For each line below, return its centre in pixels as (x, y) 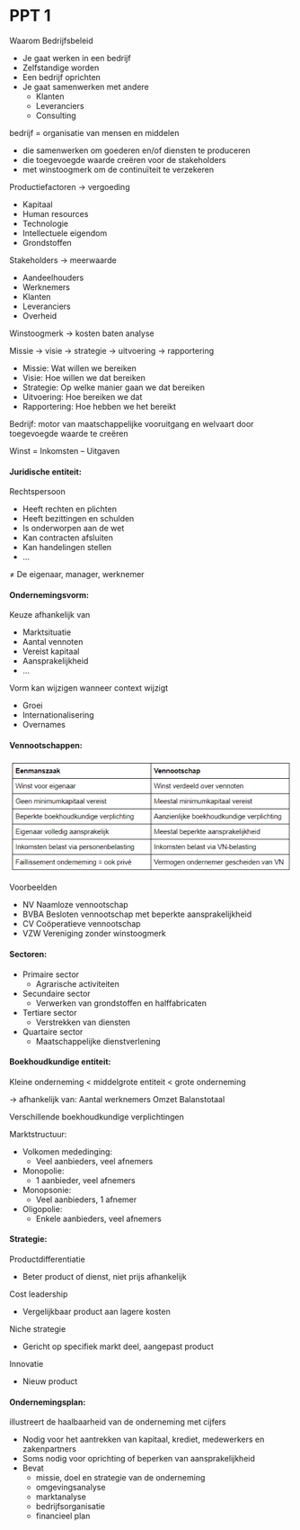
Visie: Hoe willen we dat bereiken (84, 377)
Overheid (40, 315)
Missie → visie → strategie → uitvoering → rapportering (112, 350)
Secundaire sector (57, 993)
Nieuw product (50, 1381)
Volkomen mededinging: (67, 1151)
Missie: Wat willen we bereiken (79, 368)
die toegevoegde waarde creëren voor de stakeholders (124, 159)
